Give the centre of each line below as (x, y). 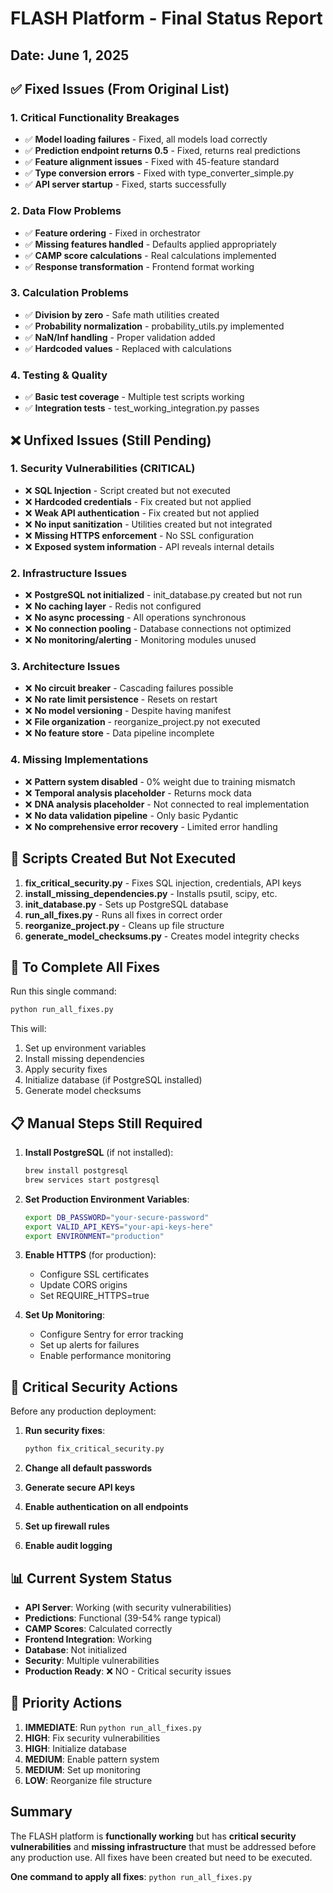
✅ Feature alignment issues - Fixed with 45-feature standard (152, 162)
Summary (41, 1812)
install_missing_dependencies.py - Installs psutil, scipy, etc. (151, 893)
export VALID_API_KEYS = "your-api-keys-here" (119, 1227)
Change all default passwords (88, 1468)
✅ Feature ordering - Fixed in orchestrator (112, 233)
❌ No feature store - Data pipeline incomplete (119, 733)
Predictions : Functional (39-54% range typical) (123, 1618)
